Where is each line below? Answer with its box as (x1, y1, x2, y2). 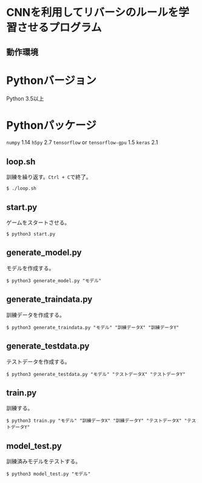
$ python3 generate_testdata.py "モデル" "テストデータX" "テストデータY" (6, 371, 186, 377)
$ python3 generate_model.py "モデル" (6, 277, 102, 283)
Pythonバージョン (6, 74, 97, 87)
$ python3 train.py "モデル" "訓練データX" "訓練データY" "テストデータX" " (6, 418, 187, 424)
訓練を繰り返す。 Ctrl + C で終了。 (6, 173, 92, 181)
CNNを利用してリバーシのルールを (6, 5, 179, 19)
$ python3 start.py (6, 231, 56, 237)
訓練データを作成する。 (6, 311, 65, 318)
